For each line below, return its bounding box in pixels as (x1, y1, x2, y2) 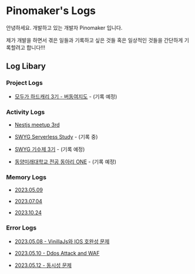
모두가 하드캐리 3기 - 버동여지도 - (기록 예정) (14, 93, 117, 100)
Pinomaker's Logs (6, 4, 96, 18)
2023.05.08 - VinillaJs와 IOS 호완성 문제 (14, 238, 110, 245)
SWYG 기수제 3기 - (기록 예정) (14, 145, 85, 153)
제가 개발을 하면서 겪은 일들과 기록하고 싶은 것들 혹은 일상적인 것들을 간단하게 (6, 36, 183, 43)
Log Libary (6, 61, 46, 71)
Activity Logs (6, 108, 45, 116)
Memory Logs (6, 173, 47, 181)
